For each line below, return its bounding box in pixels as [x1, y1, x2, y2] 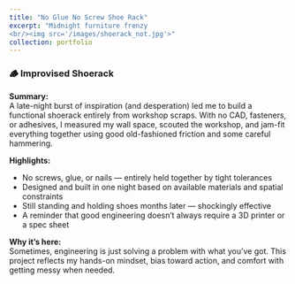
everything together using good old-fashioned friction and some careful [9, 128, 271, 139]
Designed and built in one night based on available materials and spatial [21, 181, 284, 192]
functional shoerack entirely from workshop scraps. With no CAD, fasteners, [9, 110, 287, 120]
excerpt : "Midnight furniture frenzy [9, 21, 148, 30]
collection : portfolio [9, 37, 93, 47]
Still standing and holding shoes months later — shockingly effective [21, 200, 272, 211]
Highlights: [9, 155, 51, 165]
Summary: [9, 90, 49, 102]
